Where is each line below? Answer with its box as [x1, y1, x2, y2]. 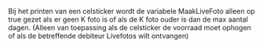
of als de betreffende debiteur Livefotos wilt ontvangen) [8, 31, 189, 40]
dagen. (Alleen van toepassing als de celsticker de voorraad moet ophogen [8, 23, 251, 32]
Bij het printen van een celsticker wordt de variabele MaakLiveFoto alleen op [8, 7, 255, 15]
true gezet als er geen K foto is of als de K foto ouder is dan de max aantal [8, 15, 249, 24]
